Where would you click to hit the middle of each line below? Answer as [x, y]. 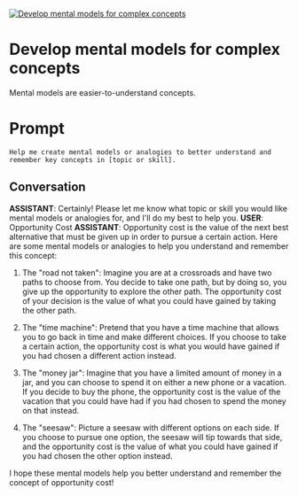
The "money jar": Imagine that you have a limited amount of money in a [152, 373]
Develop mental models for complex [145, 50]
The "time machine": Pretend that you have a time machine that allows [150, 327]
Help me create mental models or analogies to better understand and [141, 152]
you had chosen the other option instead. [97, 455]
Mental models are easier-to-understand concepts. [103, 92]
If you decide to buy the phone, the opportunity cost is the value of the [151, 391]
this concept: [33, 255]
